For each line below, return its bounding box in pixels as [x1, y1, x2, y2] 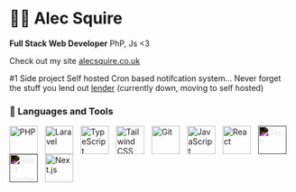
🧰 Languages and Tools [9, 105, 114, 117]
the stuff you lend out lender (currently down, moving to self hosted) [9, 82, 264, 93]
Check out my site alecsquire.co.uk [9, 55, 141, 66]
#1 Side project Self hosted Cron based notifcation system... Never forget [9, 72, 282, 84]
